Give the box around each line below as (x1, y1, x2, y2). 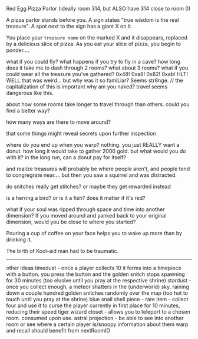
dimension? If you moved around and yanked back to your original (6, 212, 167, 219)
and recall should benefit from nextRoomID (6, 327, 111, 334)
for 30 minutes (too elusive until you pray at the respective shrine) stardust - (6, 277, 192, 284)
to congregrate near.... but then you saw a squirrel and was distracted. (6, 172, 177, 179)
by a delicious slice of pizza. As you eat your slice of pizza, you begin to (6, 41, 181, 47)
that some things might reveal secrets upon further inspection (6, 130, 156, 137)
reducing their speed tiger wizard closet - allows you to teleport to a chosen (6, 308, 190, 315)
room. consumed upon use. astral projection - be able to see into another (6, 315, 184, 321)
